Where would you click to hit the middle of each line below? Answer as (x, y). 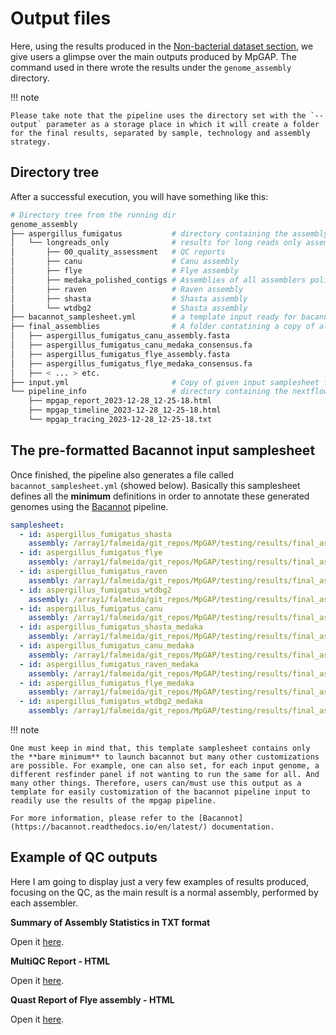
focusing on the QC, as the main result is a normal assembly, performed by (164, 892)
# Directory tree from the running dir (93, 215)
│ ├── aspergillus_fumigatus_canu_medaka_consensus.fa (131, 345)
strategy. (31, 142)
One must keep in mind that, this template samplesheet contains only (160, 748)
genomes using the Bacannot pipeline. (89, 506)
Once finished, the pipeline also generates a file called (122, 474)
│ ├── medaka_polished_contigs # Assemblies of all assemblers (158, 280)
